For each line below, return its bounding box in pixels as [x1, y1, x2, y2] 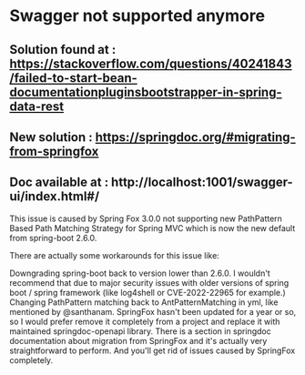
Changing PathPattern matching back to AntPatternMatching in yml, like [9, 297, 279, 308]
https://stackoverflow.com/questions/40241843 [9, 56, 293, 71]
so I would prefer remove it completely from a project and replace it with [9, 316, 280, 327]
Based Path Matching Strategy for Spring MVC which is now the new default [9, 222, 296, 233]
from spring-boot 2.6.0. [9, 232, 97, 243]
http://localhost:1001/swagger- [110, 175, 293, 190]
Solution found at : [9, 42, 117, 57]
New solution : [9, 129, 93, 145]
